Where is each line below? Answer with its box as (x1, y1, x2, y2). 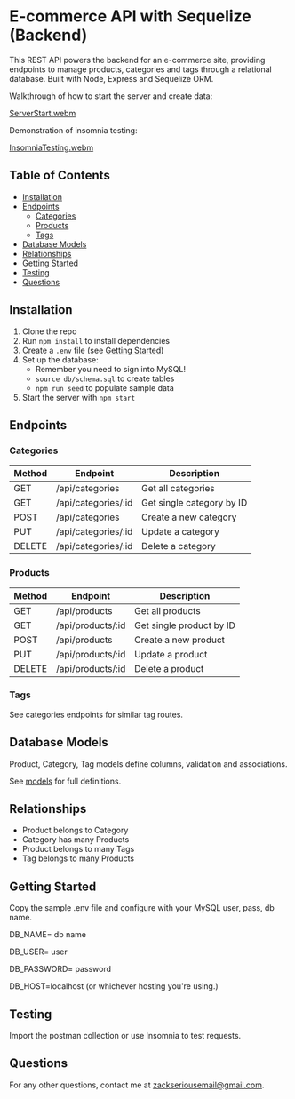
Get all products (134, 604, 202, 617)
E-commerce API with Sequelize (9, 6, 251, 27)
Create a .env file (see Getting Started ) (21, 345, 164, 355)
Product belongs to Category (21, 824, 129, 836)
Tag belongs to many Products (21, 853, 135, 864)
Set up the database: (21, 354, 100, 365)
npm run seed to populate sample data (35, 382, 175, 393)
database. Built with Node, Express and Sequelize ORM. (9, 73, 214, 84)
